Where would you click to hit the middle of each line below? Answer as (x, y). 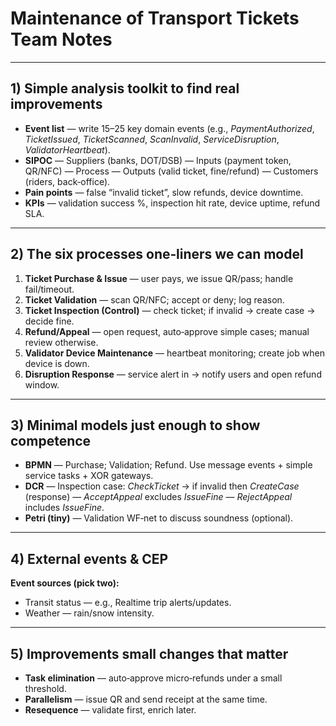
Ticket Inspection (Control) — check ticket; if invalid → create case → (170, 310)
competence (51, 440)
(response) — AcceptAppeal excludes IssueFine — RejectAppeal (158, 497)
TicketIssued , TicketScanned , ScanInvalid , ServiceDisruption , (152, 139)
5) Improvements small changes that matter (149, 653)
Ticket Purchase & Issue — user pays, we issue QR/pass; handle (159, 278)
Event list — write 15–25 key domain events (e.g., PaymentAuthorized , (169, 128)
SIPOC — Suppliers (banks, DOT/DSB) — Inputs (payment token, (158, 160)
